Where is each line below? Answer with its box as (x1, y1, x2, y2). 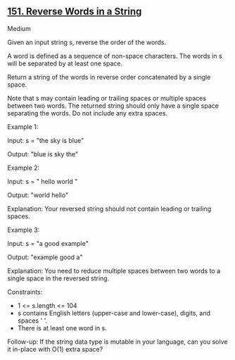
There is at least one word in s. (17, 323, 107, 332)
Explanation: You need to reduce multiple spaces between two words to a (7, 266, 221, 275)
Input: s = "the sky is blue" (7, 136, 84, 144)
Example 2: (7, 163, 40, 172)
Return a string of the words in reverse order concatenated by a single (7, 73, 211, 81)
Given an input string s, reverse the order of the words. (7, 38, 167, 46)
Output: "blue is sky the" (7, 149, 79, 158)
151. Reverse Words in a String (7, 6, 142, 18)
